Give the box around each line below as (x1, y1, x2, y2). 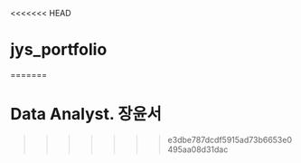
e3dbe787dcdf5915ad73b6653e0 (167, 134, 293, 145)
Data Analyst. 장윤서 (10, 104, 162, 125)
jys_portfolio (10, 40, 108, 60)
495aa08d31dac (167, 144, 229, 155)
